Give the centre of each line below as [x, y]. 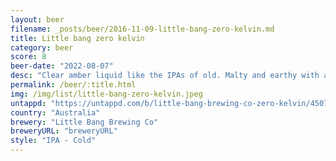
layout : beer [37, 19]
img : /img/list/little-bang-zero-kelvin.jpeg [106, 94]
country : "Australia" [55, 112]
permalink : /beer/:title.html [73, 85]
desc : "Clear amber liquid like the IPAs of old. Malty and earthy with [165, 76]
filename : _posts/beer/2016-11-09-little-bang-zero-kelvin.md [142, 29]
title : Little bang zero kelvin [77, 38]
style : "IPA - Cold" [53, 141]
